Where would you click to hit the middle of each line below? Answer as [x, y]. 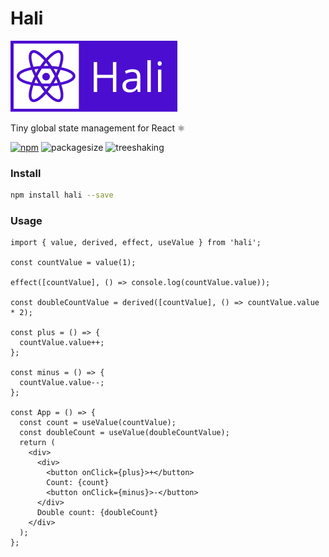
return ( [37, 443]
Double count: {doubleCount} [97, 513]
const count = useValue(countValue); [98, 423]
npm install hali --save [62, 195]
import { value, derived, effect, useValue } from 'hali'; [136, 243]
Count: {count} [78, 483]
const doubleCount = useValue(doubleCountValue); [124, 433]
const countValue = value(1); [73, 263]
